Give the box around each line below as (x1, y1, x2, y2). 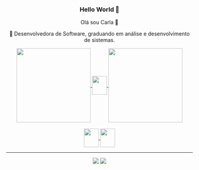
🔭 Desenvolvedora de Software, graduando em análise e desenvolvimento (9, 30, 190, 37)
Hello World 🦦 (79, 5, 120, 14)
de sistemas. (84, 37, 115, 44)
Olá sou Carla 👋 (81, 19, 118, 26)
